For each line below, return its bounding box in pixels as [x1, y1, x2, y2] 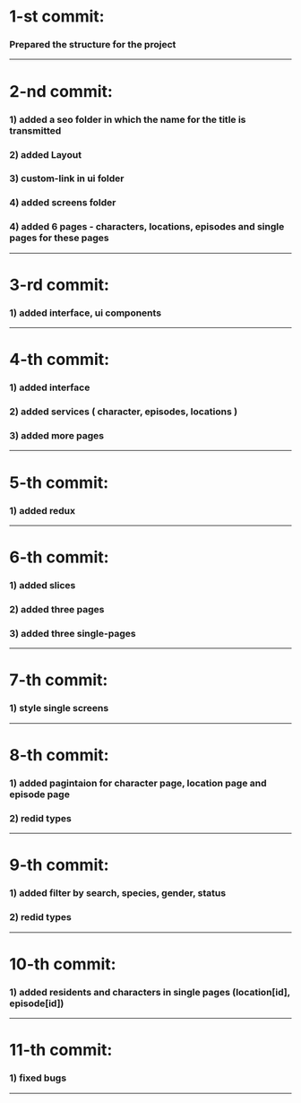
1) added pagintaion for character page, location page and [9, 777, 267, 789]
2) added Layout [9, 148, 82, 161]
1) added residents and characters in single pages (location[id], [9, 986, 291, 998]
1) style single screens [9, 702, 109, 715]
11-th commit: [9, 1040, 113, 1060]
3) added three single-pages [9, 627, 136, 639]
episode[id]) [9, 997, 64, 1010]
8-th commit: [9, 744, 109, 765]
